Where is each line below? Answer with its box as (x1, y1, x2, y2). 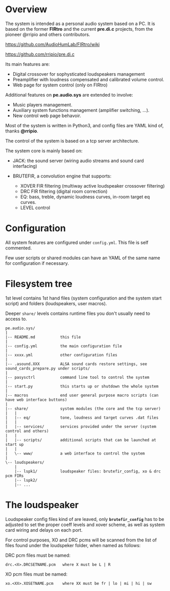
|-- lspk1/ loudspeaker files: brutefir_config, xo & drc (14, 469, 161, 474)
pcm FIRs (5, 473, 24, 479)
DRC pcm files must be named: (5, 552, 70, 558)
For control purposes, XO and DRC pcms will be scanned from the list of (5, 537, 157, 543)
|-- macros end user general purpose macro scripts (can (5, 393, 159, 398)
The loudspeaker (5, 499, 79, 511)
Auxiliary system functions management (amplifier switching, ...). (12, 107, 150, 113)
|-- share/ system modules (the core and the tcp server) (5, 406, 161, 411)
